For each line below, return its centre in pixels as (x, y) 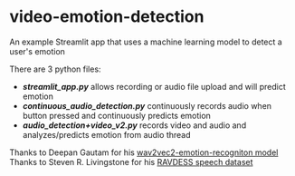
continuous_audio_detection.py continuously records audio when (147, 105)
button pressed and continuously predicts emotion (116, 115)
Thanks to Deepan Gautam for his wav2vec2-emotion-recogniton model (144, 152)
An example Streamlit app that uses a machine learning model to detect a (146, 42)
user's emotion (38, 51)
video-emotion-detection (107, 17)
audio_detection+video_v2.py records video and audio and (134, 125)
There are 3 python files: (55, 69)
